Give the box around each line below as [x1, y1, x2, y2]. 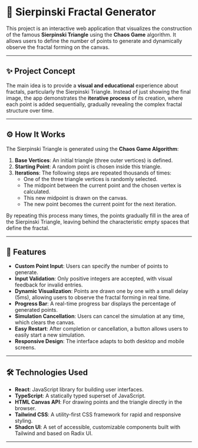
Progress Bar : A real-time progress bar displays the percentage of [14, 300, 176, 307]
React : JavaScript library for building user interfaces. [14, 386, 144, 393]
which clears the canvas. [14, 319, 75, 326]
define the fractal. [6, 224, 49, 232]
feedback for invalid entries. [14, 281, 83, 288]
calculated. [23, 188, 51, 195]
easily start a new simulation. [14, 331, 85, 338]
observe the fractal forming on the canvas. [6, 44, 110, 51]
